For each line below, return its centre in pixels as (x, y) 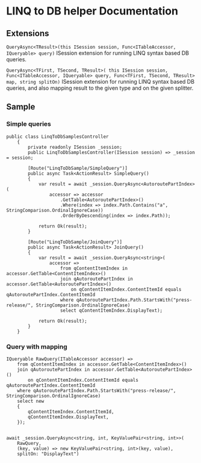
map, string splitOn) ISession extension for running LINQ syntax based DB (100, 82)
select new (31, 401)
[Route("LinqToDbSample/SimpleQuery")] (78, 168)
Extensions (28, 33)
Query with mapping (37, 346)
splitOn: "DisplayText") (48, 454)
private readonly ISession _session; (75, 147)
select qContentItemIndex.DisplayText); (111, 310)
